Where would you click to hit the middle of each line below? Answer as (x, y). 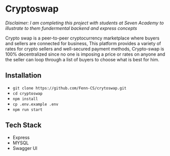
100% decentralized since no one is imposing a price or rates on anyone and (85, 54)
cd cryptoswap (27, 93)
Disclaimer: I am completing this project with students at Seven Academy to (84, 23)
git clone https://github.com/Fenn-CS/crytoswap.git (70, 88)
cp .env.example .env (35, 104)
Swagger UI (25, 148)
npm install (25, 99)
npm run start (27, 109)
